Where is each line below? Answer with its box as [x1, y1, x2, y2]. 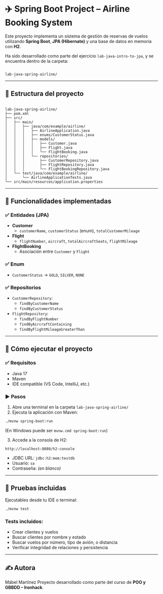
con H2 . [5, 43, 21, 49]
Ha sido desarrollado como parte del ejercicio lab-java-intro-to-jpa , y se [5, 53, 154, 58]
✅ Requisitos [5, 360, 36, 366]
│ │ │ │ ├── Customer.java [5, 141, 77, 146]
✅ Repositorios [5, 284, 41, 291]
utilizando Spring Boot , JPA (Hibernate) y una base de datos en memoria [5, 38, 152, 44]
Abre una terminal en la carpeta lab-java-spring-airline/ [12, 404, 129, 410]
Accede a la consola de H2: [12, 437, 67, 443]
